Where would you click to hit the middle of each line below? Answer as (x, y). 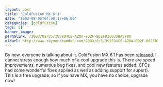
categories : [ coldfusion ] (31, 23)
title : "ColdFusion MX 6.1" (33, 14)
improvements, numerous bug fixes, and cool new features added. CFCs (77, 65)
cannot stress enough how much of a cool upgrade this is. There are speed (80, 60)
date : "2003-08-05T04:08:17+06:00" (41, 18)
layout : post (18, 9)
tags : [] (14, 28)
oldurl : (13, 41)
